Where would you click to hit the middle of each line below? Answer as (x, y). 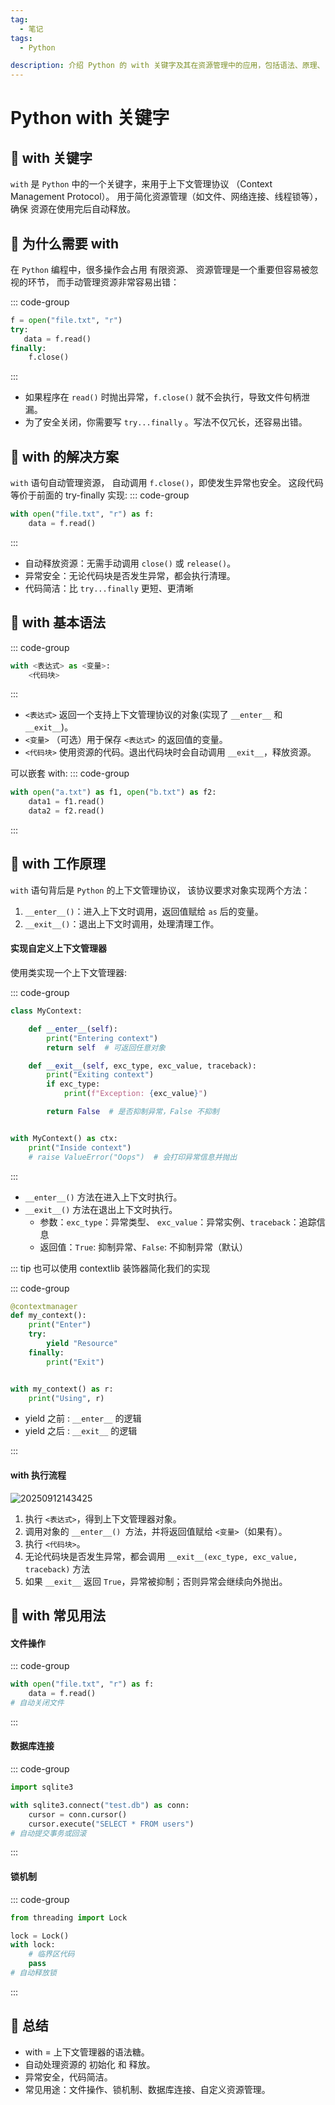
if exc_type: (73, 1084)
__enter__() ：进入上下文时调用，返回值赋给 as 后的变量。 (144, 911)
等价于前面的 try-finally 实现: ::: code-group (100, 495)
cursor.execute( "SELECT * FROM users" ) (111, 1824)
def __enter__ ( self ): (73, 1029)
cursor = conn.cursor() (78, 1814)
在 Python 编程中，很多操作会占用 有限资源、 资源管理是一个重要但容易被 (160, 269)
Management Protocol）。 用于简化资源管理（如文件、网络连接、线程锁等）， (166, 197)
